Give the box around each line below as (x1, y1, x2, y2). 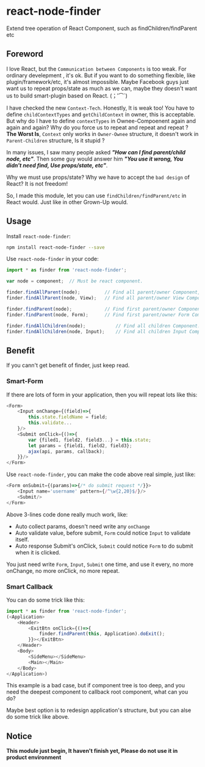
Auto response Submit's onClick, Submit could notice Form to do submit (15, 542, 193, 550)
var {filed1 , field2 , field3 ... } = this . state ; (28, 437, 151, 443)
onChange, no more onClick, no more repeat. (6, 567, 120, 574)
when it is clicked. (15, 548, 61, 556)
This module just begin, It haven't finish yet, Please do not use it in (6, 747, 178, 755)
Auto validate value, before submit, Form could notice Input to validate (15, 529, 191, 537)
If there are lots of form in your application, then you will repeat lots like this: (6, 391, 198, 398)
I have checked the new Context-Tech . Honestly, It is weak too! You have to (6, 104, 195, 111)
